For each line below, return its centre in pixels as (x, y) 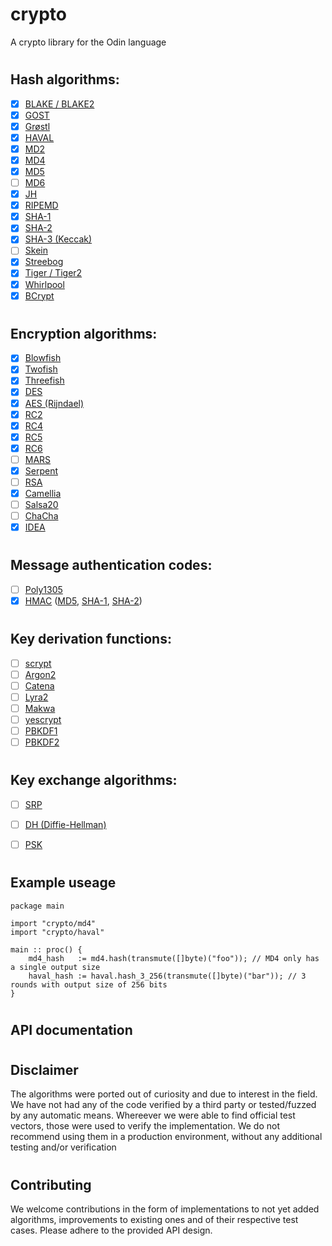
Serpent (41, 470)
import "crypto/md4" (53, 923)
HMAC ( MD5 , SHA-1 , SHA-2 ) (83, 600)
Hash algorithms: (65, 79)
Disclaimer (44, 1069)
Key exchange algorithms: (94, 780)
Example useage (63, 883)
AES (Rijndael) (54, 403)
